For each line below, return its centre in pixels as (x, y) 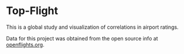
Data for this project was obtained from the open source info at (82, 38)
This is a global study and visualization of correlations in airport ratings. (92, 27)
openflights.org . (25, 45)
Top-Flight (32, 11)
